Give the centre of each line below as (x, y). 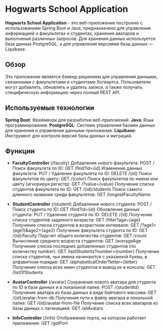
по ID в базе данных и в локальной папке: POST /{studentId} (76, 287)
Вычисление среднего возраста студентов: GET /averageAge (77, 241)
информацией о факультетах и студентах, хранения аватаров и (72, 33)
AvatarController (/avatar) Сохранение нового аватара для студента (84, 282)
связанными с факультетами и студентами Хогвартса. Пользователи (78, 82)
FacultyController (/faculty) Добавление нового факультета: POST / (83, 163)
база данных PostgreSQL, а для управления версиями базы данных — (79, 44)
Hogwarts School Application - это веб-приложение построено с (74, 23)
